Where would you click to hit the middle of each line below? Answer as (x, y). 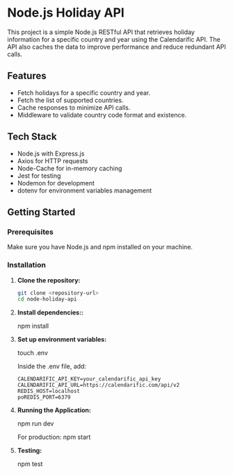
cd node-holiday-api (47, 299)
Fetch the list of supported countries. (70, 100)
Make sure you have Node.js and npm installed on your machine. (100, 247)
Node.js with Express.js (51, 153)
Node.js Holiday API (66, 13)
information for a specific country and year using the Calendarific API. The (114, 39)
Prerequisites (30, 232)
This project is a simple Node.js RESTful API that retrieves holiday (101, 32)
